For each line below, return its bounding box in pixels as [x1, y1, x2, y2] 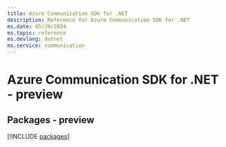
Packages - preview [7, 114, 95, 126]
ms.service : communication [7, 42, 85, 49]
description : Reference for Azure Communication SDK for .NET [7, 17, 190, 23]
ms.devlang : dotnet [7, 36, 64, 43]
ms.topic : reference [7, 29, 67, 37]
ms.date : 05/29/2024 [7, 23, 67, 30]
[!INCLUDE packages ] [7, 133, 70, 140]
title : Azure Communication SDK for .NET [7, 10, 129, 17]
